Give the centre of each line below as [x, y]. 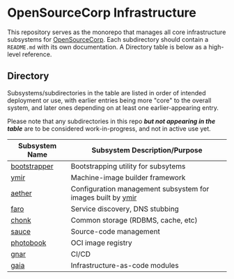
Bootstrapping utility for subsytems [128, 166]
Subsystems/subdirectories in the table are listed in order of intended [107, 93]
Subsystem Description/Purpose [147, 150]
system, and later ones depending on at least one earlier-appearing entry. [113, 107]
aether [22, 193]
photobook [29, 243]
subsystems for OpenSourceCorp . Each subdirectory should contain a [108, 39]
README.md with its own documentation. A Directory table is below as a [107, 47]
